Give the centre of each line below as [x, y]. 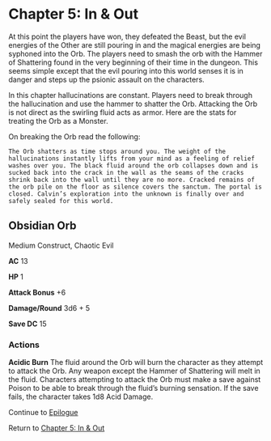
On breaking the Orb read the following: [74, 136]
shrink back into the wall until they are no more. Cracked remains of [131, 180]
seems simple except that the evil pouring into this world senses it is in [126, 70]
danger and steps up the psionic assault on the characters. [106, 79]
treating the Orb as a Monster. [58, 121]
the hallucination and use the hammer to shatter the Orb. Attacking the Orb [133, 104]
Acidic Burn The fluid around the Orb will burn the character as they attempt [136, 363]
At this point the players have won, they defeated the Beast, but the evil [127, 36]
